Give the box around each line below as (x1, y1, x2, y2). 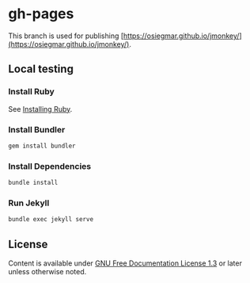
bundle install (8, 179, 59, 187)
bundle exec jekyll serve (8, 216, 93, 224)
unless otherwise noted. (8, 266, 87, 276)
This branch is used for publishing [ (8, 31, 124, 40)
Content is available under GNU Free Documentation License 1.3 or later (8, 258, 243, 268)
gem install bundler (8, 142, 77, 150)
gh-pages (8, 5, 74, 23)
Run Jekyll (8, 197, 50, 208)
